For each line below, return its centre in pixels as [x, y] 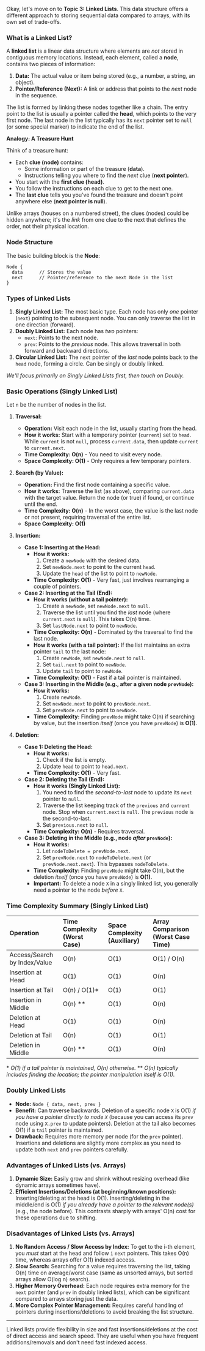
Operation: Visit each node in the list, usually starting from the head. [110, 429]
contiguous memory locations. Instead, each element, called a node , [92, 58]
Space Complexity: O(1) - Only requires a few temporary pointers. [107, 461]
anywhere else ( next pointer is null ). [61, 201]
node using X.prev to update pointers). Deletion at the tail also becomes [106, 1123]
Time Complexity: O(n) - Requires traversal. [89, 832]
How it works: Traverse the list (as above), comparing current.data [109, 491]
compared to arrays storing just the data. [67, 1299]
